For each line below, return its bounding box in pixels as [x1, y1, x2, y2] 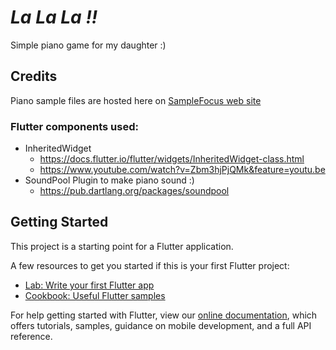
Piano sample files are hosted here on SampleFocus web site [10, 94, 262, 106]
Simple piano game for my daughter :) [10, 39, 167, 51]
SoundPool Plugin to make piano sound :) [24, 174, 195, 186]
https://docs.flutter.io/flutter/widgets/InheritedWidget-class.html [39, 153, 305, 165]
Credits [10, 68, 58, 85]
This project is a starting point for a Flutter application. [10, 240, 234, 252]
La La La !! [10, 6, 98, 29]
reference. [10, 330, 53, 342]
